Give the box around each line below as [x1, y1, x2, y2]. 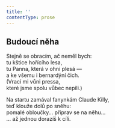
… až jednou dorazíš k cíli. [6, 115, 71, 123]
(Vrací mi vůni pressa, [6, 78, 61, 85]
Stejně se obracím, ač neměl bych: [6, 52, 92, 60]
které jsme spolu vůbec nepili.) [6, 85, 82, 92]
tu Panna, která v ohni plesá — [6, 66, 82, 73]
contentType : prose [6, 14, 55, 20]
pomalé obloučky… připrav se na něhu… [6, 109, 106, 116]
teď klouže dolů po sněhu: [6, 103, 71, 110]
